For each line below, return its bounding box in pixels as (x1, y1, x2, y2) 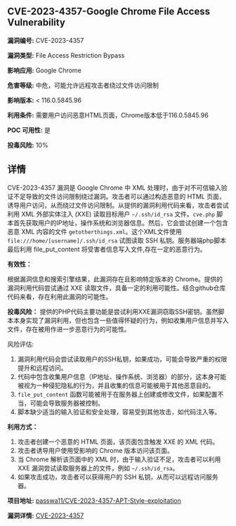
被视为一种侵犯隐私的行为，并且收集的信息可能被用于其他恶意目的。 (17, 381, 215, 390)
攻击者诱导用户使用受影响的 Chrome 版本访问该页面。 (17, 446, 174, 454)
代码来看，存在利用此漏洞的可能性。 (7, 292, 112, 301)
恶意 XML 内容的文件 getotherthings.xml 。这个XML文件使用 (7, 227, 182, 236)
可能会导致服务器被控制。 (29, 399, 104, 407)
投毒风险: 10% (7, 141, 48, 149)
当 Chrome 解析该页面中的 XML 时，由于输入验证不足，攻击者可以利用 (17, 455, 221, 463)
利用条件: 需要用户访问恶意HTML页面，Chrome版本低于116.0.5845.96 (7, 110, 209, 119)
